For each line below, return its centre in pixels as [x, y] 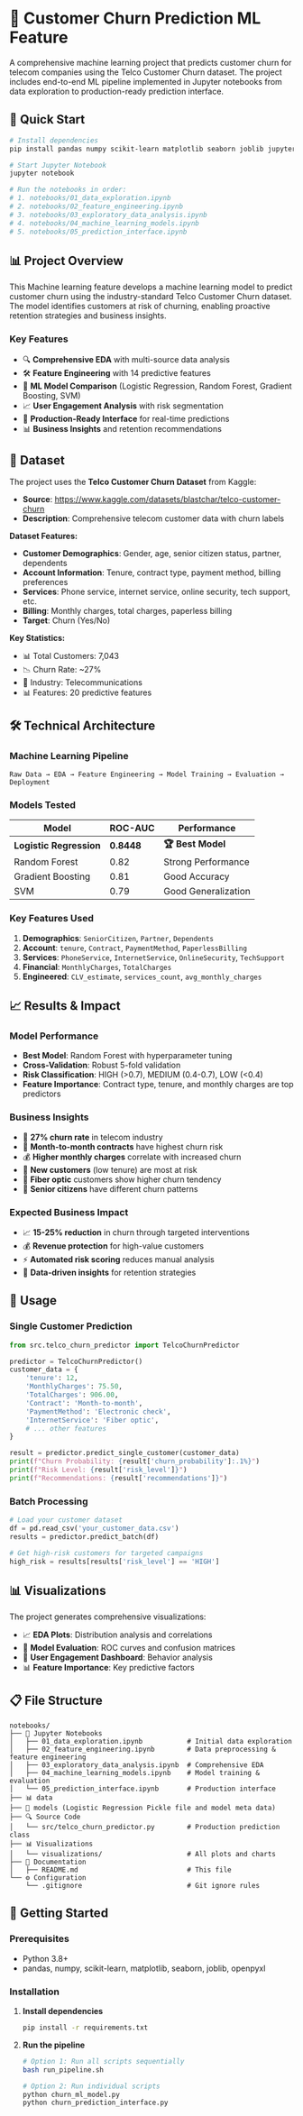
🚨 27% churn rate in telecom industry [93, 1137]
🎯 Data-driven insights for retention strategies [109, 1272]
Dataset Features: [44, 536]
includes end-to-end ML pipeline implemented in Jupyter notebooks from [146, 81]
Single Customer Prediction [71, 1326]
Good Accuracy [197, 876]
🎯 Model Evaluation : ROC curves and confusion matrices [129, 1648]
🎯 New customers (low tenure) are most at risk [110, 1169]
